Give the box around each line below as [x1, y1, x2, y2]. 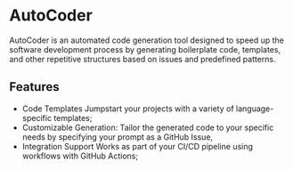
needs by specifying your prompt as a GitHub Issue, [21, 131, 214, 142]
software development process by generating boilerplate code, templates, [9, 44, 281, 54]
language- [235, 103, 274, 114]
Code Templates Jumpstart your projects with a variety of [21, 103, 234, 114]
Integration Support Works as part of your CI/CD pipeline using [21, 141, 254, 151]
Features [9, 79, 60, 94]
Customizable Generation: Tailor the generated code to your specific [21, 122, 274, 133]
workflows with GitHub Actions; [21, 150, 139, 161]
